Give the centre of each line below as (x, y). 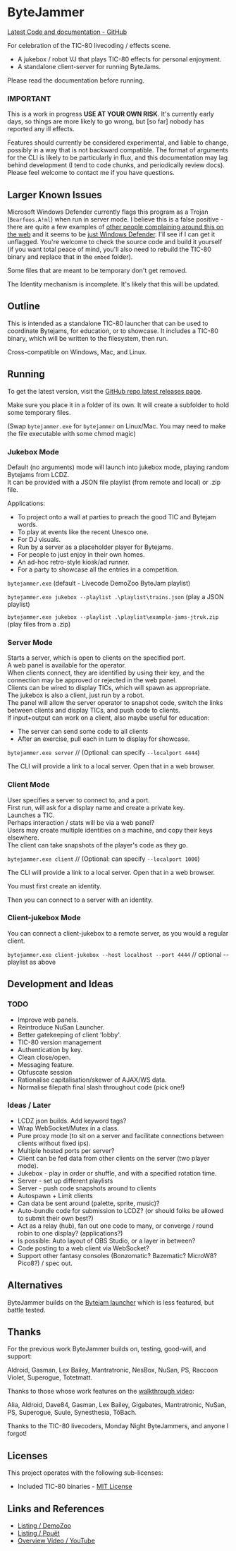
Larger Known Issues (55, 195)
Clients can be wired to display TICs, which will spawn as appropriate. (109, 688)
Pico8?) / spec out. (45, 1263)
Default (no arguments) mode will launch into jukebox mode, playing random (118, 467)
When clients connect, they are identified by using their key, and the (106, 673)
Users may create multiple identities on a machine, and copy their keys (110, 830)
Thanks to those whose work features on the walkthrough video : (101, 1392)
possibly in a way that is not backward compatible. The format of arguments (118, 150)
